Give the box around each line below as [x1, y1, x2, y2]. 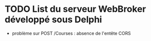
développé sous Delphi [5, 14, 102, 25]
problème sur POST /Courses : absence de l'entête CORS [12, 30, 131, 36]
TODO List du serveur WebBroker [5, 3, 146, 15]
